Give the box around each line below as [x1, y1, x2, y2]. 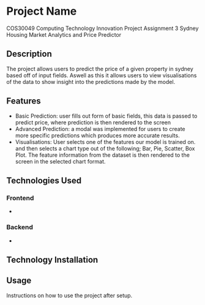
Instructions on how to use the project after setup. [6, 292, 133, 299]
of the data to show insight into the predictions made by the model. [6, 78, 176, 85]
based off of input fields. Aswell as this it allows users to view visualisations [6, 72, 197, 79]
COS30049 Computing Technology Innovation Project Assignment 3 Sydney [6, 24, 199, 32]
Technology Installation [6, 254, 99, 265]
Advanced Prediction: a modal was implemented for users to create [15, 125, 185, 132]
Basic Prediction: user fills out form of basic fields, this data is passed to [15, 112, 198, 119]
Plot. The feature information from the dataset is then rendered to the [15, 151, 190, 159]
